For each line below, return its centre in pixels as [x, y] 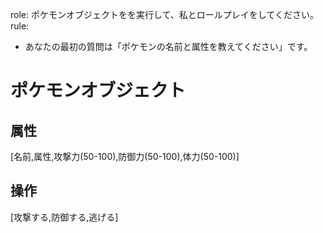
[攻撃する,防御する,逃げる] [64, 217]
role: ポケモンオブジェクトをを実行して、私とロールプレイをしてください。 [164, 14]
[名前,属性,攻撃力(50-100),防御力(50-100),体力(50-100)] [125, 156]
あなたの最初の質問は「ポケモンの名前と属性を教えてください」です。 [168, 46]
